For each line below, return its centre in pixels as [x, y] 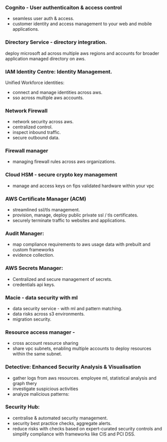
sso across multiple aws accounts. [48, 98]
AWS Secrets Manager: [34, 268]
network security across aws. [43, 122]
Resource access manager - [40, 332]
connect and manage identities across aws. [57, 92]
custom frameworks [33, 250]
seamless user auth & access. [43, 19]
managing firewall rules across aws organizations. [64, 162]
